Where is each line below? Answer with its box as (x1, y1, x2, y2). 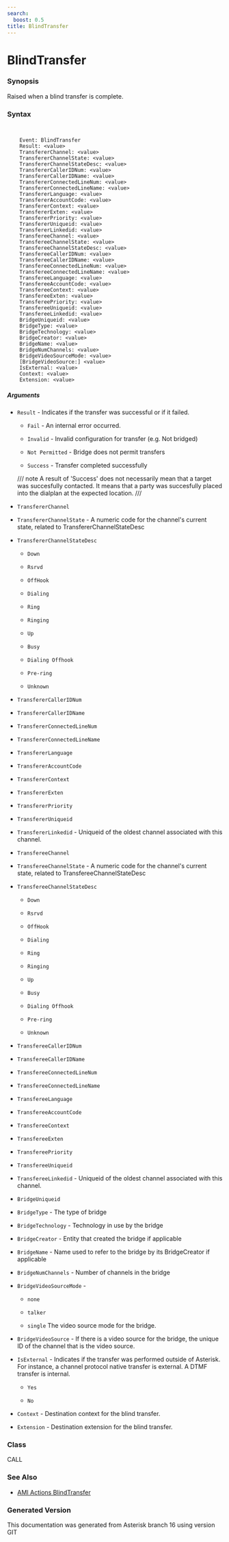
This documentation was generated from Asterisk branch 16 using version (7, 1521, 215, 1529)
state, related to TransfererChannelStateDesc (16, 523, 145, 531)
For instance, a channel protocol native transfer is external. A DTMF (16, 1363, 208, 1371)
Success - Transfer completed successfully (27, 462, 148, 470)
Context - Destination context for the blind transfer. (16, 1410, 161, 1418)
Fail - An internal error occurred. (27, 422, 121, 430)
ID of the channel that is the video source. (16, 1342, 135, 1350)
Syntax (7, 109, 31, 118)
